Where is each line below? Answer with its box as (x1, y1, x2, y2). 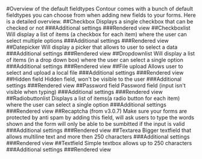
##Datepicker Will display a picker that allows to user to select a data (6, 43, 178, 51)
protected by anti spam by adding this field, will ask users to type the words (6, 114, 195, 121)
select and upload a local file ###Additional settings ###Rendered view (6, 69, 184, 76)
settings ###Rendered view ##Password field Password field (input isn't (6, 82, 186, 89)
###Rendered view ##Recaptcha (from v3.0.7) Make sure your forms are (6, 108, 188, 114)
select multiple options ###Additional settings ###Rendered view (6, 37, 169, 44)
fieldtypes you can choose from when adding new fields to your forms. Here (6, 11, 196, 19)
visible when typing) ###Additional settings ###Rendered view (6, 89, 163, 95)
